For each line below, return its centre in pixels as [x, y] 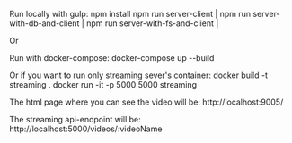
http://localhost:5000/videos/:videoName [86, 129]
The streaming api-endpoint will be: [75, 119]
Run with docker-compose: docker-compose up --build [112, 58]
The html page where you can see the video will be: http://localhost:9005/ [146, 102]
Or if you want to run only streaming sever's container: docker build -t [138, 75]
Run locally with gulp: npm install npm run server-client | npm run [130, 14]
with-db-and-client [44, 23]
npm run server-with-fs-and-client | [153, 23]
